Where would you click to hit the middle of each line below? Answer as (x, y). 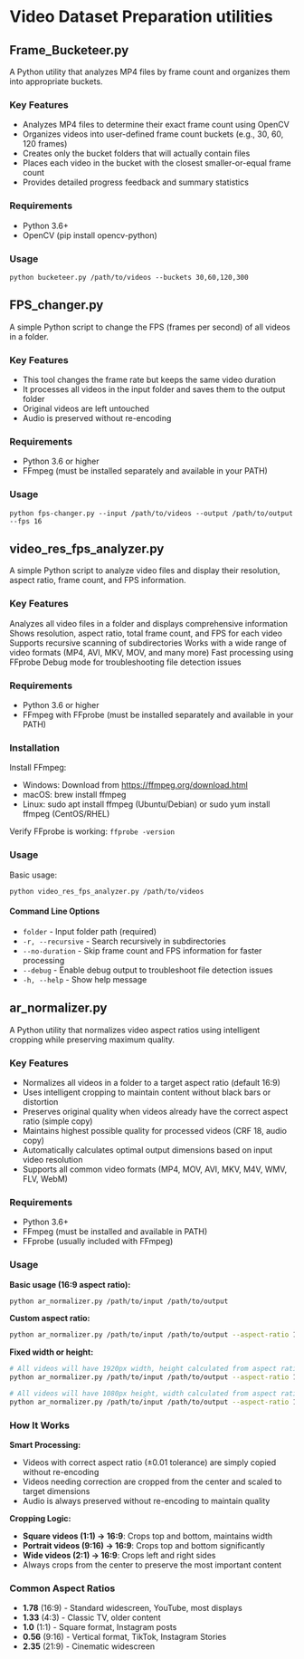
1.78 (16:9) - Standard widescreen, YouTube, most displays (132, 1608)
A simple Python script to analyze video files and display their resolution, (145, 571)
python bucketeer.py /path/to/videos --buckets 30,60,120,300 (129, 277)
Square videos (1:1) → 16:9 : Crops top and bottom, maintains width (147, 1536)
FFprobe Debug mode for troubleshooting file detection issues (125, 662)
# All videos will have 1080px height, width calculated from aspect (143, 1394)
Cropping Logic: (40, 1519)
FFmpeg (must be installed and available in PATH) (115, 1232)
